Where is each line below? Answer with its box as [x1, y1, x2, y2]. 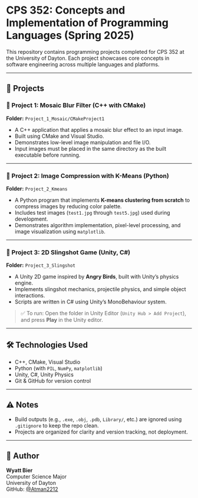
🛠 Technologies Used [6, 339, 88, 350]
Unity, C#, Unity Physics [14, 371, 74, 379]
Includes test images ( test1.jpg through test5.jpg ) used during [14, 209, 170, 216]
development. [14, 215, 48, 222]
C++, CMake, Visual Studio [14, 358, 81, 366]
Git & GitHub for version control [14, 377, 91, 384]
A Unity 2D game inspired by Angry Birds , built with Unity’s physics [14, 273, 179, 280]
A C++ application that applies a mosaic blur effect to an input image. [14, 126, 183, 133]
